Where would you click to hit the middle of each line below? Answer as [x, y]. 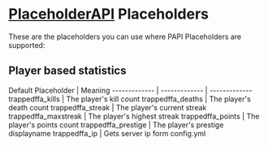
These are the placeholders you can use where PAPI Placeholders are [125, 36]
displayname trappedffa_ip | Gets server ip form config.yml [107, 133]
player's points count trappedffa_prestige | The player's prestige [116, 125]
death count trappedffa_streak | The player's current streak [108, 107]
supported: [27, 45]
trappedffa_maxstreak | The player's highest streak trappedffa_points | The [134, 116]
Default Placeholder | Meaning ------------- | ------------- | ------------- [130, 90]
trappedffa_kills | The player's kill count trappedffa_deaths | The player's [130, 99]
